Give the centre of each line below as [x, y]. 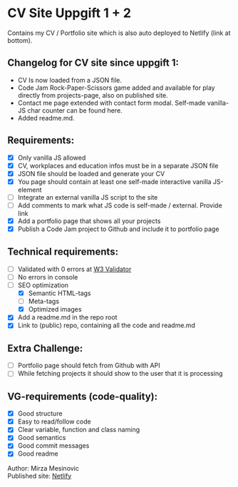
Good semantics [42, 438]
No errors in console [48, 277]
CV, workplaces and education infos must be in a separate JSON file [118, 165]
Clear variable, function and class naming [79, 430]
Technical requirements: [63, 252]
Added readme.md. [46, 118]
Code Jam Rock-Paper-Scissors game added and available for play [116, 88]
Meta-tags [43, 302]
